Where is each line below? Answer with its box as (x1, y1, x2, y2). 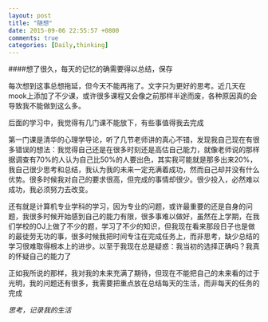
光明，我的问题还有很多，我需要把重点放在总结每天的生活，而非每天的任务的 (8, 278, 260, 288)
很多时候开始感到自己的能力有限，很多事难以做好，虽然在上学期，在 (29, 212, 253, 222)
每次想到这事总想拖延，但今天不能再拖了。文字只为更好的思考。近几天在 (8, 81, 246, 91)
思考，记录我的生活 (8, 305, 72, 315)
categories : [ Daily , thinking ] (8, 41, 109, 49)
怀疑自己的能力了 (14, 252, 72, 261)
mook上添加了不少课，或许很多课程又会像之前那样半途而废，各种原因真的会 (8, 91, 258, 100)
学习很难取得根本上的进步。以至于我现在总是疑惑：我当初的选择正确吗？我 (8, 241, 253, 251)
